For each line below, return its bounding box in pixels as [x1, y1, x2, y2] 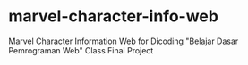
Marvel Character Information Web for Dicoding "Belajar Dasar [8, 36, 239, 46]
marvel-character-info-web [8, 6, 218, 27]
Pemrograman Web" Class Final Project [8, 45, 154, 55]
